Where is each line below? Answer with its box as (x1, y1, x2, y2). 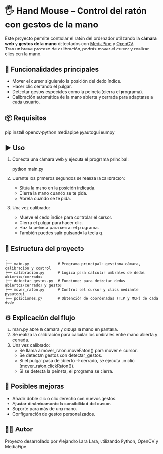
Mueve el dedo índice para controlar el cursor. (19, 214, 112, 220)
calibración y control (5, 266, 51, 271)
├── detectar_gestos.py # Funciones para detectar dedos (5, 279, 125, 284)
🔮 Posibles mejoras (5, 382, 64, 391)
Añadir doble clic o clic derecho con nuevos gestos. (12, 395, 117, 401)
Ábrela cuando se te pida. (19, 196, 71, 202)
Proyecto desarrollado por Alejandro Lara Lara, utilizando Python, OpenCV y (5, 438, 159, 444)
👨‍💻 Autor (5, 425, 33, 433)
